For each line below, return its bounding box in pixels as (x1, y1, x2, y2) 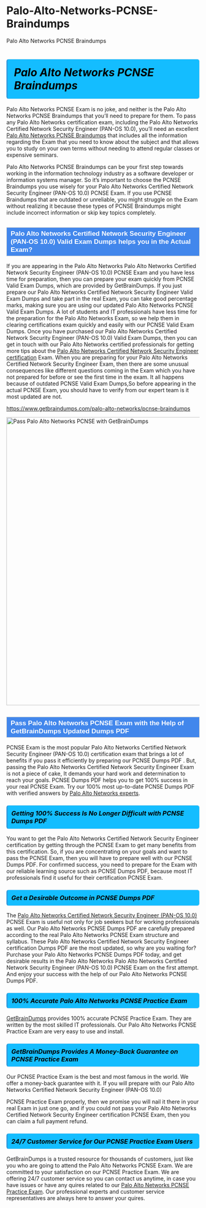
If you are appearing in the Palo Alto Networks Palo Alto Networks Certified (6, 263, 196, 270)
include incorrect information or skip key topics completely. (6, 209, 156, 216)
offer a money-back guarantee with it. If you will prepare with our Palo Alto (6, 1080, 195, 1087)
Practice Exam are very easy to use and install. (6, 1027, 124, 1035)
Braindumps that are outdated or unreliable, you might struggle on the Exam (6, 196, 198, 203)
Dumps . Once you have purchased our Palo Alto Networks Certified (6, 328, 177, 335)
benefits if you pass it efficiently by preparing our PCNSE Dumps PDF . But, (6, 757, 197, 764)
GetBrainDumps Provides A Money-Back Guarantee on (11, 1047, 178, 1056)
